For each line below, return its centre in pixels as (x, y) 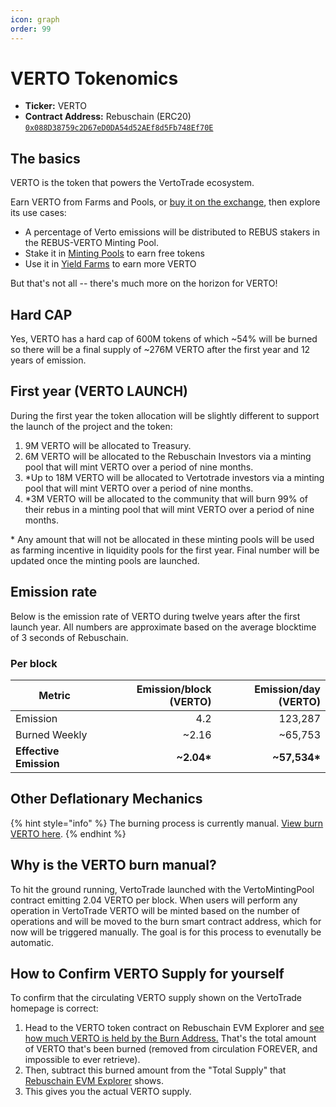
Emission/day (287, 689)
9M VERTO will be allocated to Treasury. (108, 445)
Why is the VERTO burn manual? (113, 865)
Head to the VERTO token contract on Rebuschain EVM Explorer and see (174, 1028)
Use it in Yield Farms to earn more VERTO (110, 264)
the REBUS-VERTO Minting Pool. (91, 243)
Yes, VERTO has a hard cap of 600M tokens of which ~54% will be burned (164, 339)
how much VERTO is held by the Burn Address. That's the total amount (170, 1038)
